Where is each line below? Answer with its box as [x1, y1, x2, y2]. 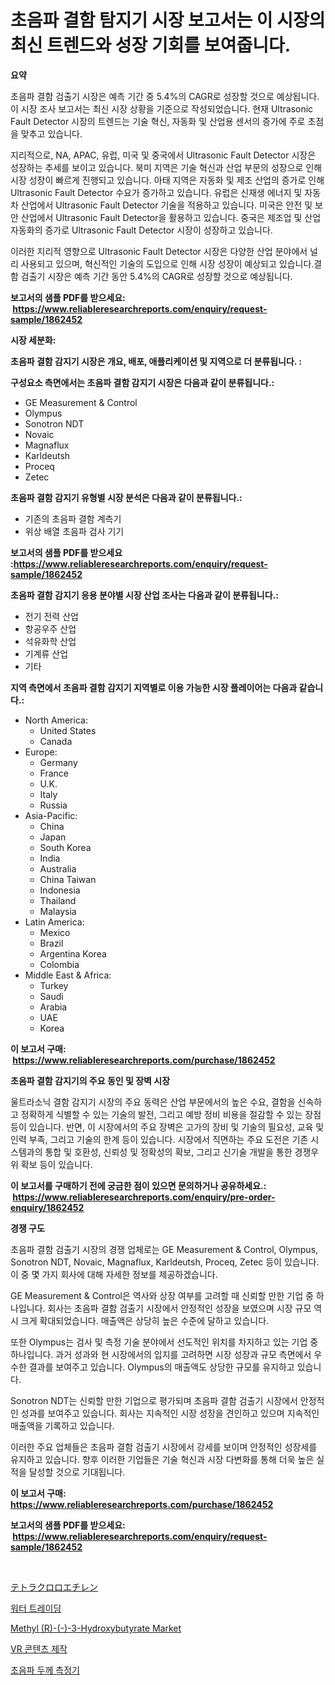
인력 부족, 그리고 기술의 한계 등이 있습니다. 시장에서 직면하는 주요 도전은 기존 [10, 1133, 309, 1145]
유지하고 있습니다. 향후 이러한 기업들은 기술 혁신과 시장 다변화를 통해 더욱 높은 [10, 1453, 315, 1465]
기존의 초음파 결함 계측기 [24, 512, 122, 525]
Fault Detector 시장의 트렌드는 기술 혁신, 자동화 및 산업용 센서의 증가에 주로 [10, 115, 306, 127]
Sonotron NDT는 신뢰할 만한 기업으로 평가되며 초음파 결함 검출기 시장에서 [10, 1394, 298, 1406]
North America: [24, 714, 88, 726]
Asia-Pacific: [24, 809, 78, 821]
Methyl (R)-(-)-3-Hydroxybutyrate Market [10, 1622, 182, 1634]
